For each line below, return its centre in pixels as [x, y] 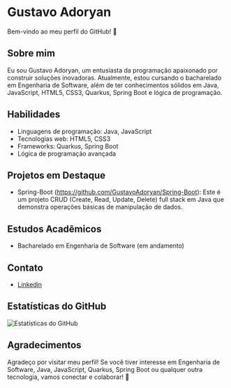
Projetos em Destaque [57, 175]
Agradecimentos [44, 345]
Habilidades [34, 115]
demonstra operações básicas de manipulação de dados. [100, 207]
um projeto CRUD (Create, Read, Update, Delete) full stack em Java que [121, 200]
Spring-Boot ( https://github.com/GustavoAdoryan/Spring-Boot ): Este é [119, 192]
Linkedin [30, 284]
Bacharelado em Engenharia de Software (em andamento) [101, 246]
